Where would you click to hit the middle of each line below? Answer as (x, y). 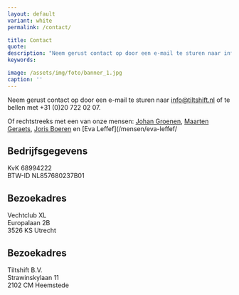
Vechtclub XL (27, 215)
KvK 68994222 (30, 168)
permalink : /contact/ (39, 27)
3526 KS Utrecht (32, 231)
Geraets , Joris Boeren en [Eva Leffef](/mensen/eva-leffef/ (92, 128)
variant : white (30, 21)
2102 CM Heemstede (38, 285)
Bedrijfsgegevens (48, 151)
